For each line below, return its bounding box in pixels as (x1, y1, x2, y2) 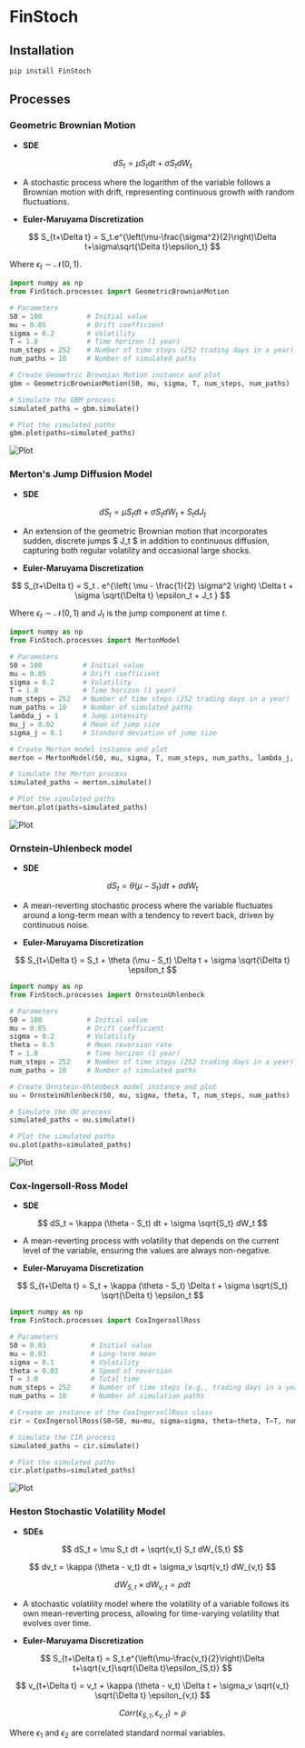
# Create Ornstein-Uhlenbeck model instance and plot (9, 1082, 218, 1092)
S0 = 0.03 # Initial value (9, 1341, 152, 1350)
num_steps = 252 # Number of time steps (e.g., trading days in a (9, 1383, 282, 1393)
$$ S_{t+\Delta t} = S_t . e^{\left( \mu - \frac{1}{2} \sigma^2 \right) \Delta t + (11, 580, 294, 592)
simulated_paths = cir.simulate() (9, 1441, 141, 1451)
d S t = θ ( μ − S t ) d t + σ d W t (106, 880, 199, 894)
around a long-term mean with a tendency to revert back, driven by (22, 910, 275, 921)
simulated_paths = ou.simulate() (9, 1115, 136, 1124)
